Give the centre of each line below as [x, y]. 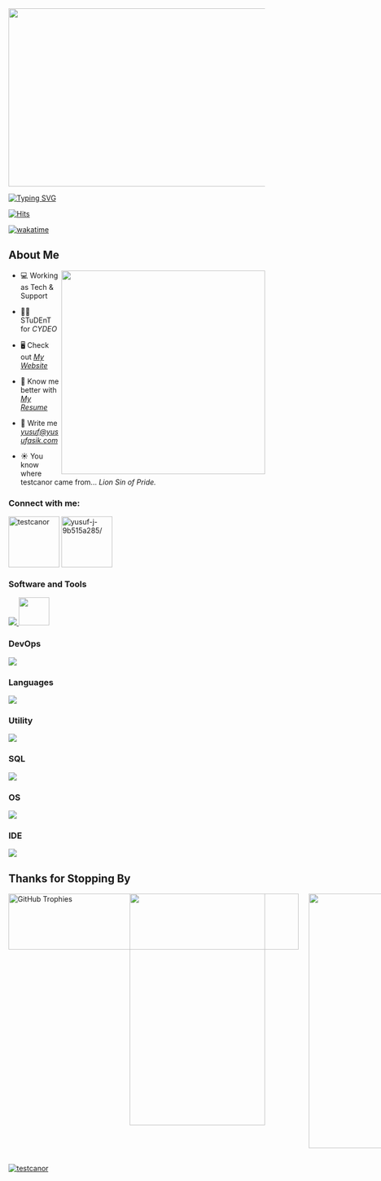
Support [34, 296]
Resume [34, 407]
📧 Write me [39, 423]
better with [38, 389]
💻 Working [39, 275]
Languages [31, 682]
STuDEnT [35, 320]
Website [34, 365]
